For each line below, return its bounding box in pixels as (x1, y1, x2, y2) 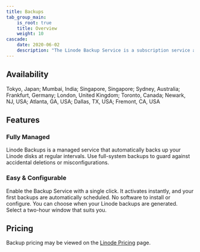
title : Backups (6, 8, 44, 15)
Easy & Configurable (6, 174, 67, 182)
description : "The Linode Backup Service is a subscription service (17, 48, 190, 53)
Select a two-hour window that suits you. (6, 206, 107, 213)
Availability (6, 70, 49, 80)
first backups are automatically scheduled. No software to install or (6, 194, 171, 201)
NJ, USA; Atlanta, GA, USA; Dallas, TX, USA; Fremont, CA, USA (6, 97, 161, 105)
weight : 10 (17, 31, 44, 37)
